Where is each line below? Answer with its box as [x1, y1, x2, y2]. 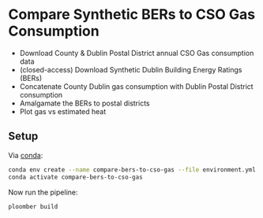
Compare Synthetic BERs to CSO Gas [8, 6, 255, 24]
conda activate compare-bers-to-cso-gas [8, 173, 144, 181]
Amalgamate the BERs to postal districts [19, 98, 150, 108]
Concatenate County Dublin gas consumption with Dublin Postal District [19, 81, 254, 91]
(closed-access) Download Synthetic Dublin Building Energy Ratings [19, 65, 242, 74]
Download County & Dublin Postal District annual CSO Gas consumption [19, 48, 254, 57]
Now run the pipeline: [8, 187, 78, 197]
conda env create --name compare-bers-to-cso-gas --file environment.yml [8, 165, 257, 174]
